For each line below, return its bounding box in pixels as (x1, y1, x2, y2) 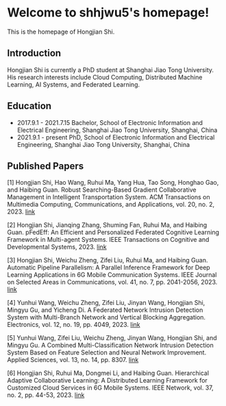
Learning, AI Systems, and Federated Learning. (7, 80, 140, 89)
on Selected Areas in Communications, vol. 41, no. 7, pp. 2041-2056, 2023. (7, 278, 218, 286)
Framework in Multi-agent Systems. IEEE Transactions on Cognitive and (7, 236, 210, 244)
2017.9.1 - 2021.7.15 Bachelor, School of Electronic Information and (16, 118, 203, 126)
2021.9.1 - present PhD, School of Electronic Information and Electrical (16, 133, 215, 142)
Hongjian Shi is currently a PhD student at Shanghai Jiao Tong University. (7, 65, 214, 74)
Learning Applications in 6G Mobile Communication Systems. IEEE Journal (7, 271, 217, 279)
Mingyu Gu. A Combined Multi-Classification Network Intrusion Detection (7, 341, 214, 350)
